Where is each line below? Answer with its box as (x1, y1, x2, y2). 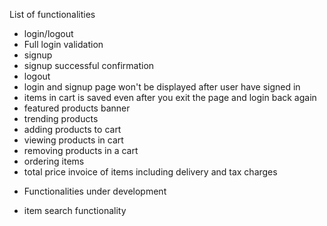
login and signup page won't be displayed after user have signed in (23, 81, 301, 93)
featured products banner (23, 102, 131, 114)
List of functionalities (9, 9, 96, 20)
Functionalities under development (23, 185, 167, 197)
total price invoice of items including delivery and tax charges (23, 166, 278, 178)
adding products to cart (23, 124, 122, 135)
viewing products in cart (23, 134, 124, 146)
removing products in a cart (23, 145, 139, 156)
